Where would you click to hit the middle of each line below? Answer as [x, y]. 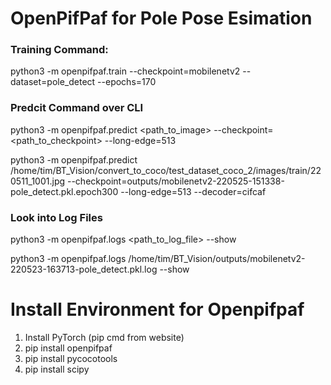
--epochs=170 [127, 82]
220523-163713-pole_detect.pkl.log [84, 269]
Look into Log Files [56, 217]
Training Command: [59, 50]
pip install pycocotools [71, 359]
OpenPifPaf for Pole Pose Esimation [161, 18]
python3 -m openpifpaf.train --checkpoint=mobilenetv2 [125, 71]
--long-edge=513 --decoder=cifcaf [193, 191]
